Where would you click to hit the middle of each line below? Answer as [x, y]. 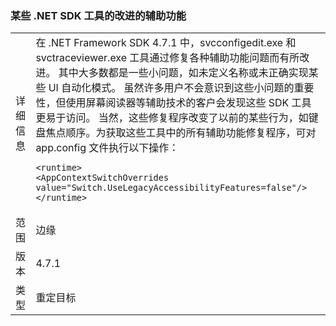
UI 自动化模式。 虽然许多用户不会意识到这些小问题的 [171, 88]
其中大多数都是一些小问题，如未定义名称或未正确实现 [183, 73]
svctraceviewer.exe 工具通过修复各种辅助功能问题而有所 [167, 58]
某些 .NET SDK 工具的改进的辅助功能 [98, 15]
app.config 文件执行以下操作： [107, 148]
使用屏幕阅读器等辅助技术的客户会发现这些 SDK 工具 [188, 103]
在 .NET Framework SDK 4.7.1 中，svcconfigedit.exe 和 [166, 43]
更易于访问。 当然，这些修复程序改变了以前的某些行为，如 [172, 118]
